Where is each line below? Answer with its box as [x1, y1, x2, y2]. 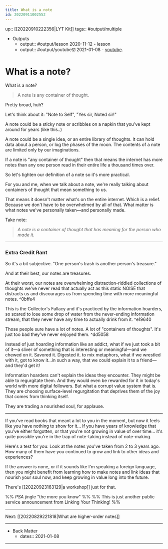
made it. [17, 232, 35, 238]
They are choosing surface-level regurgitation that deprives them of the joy [5, 388, 160, 394]
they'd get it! [14, 362, 40, 369]
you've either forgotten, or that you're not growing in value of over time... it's [5, 428, 163, 434]
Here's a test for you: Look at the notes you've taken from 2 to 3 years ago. [5, 443, 160, 449]
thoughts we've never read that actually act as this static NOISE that [5, 285, 145, 291]
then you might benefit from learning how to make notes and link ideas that [5, 469, 160, 475]
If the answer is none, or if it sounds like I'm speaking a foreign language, [5, 463, 156, 469]
